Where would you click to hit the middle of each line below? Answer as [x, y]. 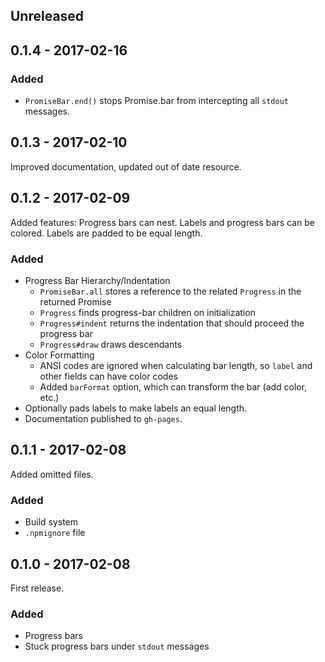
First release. [37, 588]
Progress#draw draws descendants [111, 344]
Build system [51, 522]
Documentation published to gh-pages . [103, 418]
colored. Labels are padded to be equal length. [106, 233]
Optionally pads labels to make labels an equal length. [136, 408]
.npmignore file [55, 533]
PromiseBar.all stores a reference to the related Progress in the [170, 291]
